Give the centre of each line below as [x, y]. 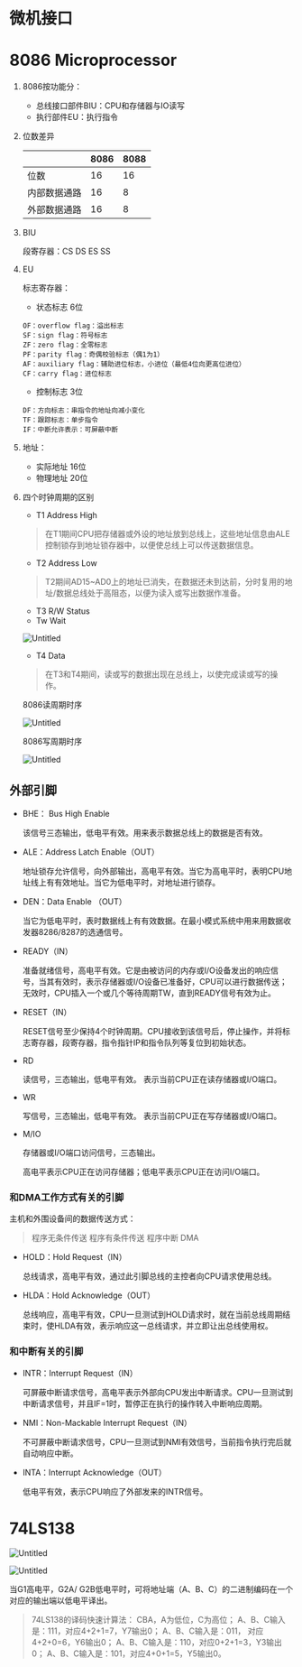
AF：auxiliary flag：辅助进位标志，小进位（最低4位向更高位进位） [134, 365]
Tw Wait [51, 621]
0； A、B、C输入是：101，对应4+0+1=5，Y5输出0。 [129, 1653]
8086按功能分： [52, 87]
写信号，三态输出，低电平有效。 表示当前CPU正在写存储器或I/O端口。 [152, 1116]
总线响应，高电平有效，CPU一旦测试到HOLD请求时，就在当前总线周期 [152, 1315]
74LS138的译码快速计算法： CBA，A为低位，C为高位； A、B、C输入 [158, 1620]
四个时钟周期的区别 [58, 497]
